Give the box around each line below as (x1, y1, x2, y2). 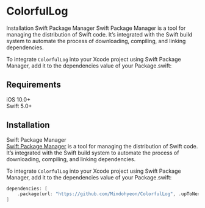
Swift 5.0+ (6, 102, 32, 109)
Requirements (6, 80, 61, 90)
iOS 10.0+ (6, 95, 31, 103)
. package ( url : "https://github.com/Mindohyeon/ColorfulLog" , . (17, 191, 182, 197)
